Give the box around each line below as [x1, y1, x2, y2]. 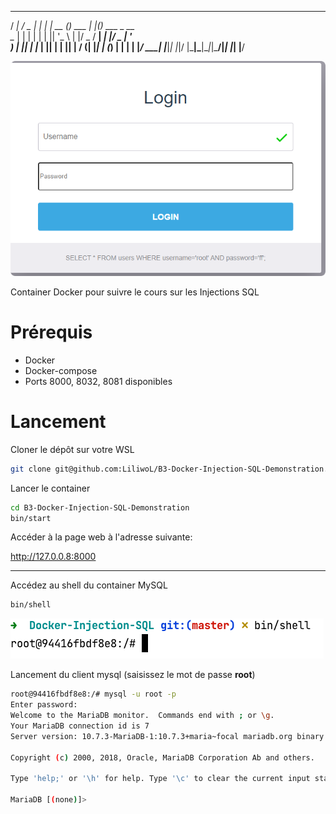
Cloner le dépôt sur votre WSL [10, 443, 135, 455]
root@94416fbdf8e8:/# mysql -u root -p [10, 689, 177, 700]
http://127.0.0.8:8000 [10, 551, 97, 563]
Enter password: [10, 700, 78, 710]
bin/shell [10, 600, 52, 610]
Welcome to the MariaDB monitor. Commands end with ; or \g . [10, 711, 275, 721]
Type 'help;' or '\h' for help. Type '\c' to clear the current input [10, 774, 311, 784]
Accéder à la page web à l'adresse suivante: [10, 531, 193, 543]
